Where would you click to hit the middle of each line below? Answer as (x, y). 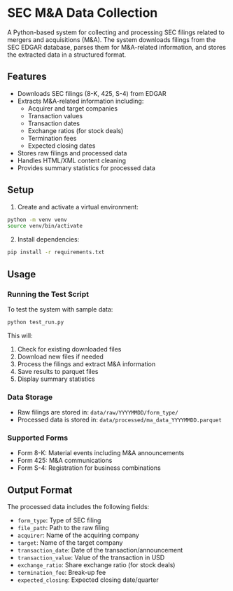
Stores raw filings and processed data (72, 153)
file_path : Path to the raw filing (63, 528)
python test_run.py (36, 322)
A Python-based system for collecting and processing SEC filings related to (116, 32)
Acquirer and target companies (72, 108)
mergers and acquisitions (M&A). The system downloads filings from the (112, 39)
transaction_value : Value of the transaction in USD (91, 557)
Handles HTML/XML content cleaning (72, 160)
